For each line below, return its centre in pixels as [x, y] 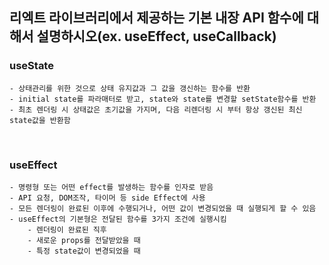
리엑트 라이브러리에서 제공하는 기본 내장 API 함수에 [156, 18]
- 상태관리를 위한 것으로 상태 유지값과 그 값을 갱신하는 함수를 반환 [130, 88]
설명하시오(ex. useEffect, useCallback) [156, 36]
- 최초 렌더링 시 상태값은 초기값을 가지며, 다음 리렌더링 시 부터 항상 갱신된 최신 [156, 109]
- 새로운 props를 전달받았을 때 [84, 240]
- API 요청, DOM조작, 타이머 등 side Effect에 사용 [107, 198]
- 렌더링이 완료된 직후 [67, 229]
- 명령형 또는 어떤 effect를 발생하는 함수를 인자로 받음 [111, 187]
